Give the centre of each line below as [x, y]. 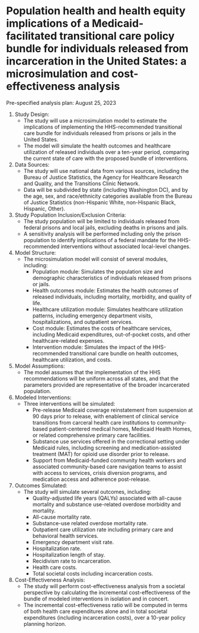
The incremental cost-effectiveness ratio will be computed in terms [105, 605]
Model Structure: [35, 252]
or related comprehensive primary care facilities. [92, 435]
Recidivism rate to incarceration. [72, 561]
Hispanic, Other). [44, 208]
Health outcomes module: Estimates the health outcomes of [105, 290]
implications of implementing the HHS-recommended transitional [103, 127]
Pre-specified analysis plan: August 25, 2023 [61, 102]
